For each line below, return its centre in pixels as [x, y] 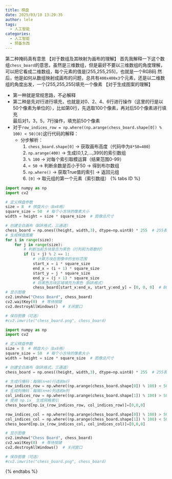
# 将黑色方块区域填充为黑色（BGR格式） [69, 283]
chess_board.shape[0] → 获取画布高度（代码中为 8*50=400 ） [91, 146]
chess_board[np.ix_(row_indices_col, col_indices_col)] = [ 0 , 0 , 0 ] [75, 424]
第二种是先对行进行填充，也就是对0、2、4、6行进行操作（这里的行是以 [88, 101]
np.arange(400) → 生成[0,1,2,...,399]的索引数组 [77, 153]
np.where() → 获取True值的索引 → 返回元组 [73, 172]
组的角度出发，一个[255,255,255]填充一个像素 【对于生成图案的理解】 [79, 84]
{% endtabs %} [21, 471]
